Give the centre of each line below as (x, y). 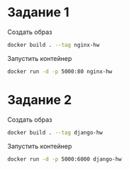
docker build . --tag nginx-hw (54, 45)
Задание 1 (38, 12)
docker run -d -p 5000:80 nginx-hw (60, 72)
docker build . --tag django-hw (55, 132)
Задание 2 (40, 100)
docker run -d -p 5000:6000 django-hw (64, 159)
